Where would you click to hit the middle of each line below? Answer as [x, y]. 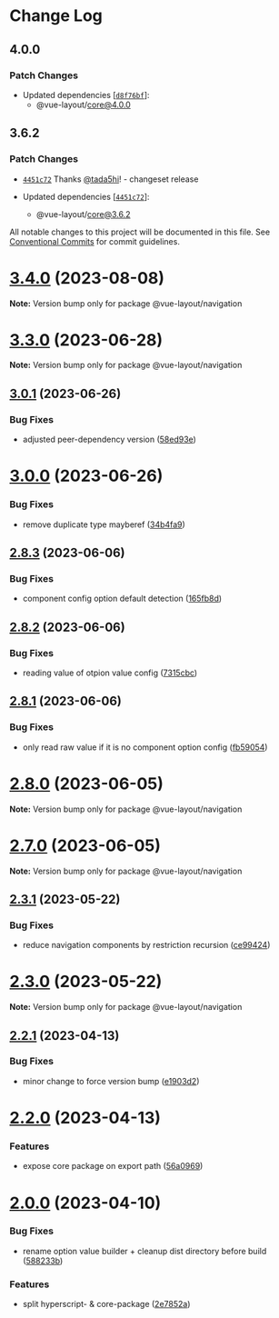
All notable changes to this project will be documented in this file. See [140, 232]
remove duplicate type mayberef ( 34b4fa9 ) [104, 524]
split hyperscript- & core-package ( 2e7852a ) [106, 1304]
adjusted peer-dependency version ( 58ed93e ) [110, 439]
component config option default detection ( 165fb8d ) [122, 599]
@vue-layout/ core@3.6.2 [83, 214]
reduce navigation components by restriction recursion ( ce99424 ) [146, 945]
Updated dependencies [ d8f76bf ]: [86, 95]
